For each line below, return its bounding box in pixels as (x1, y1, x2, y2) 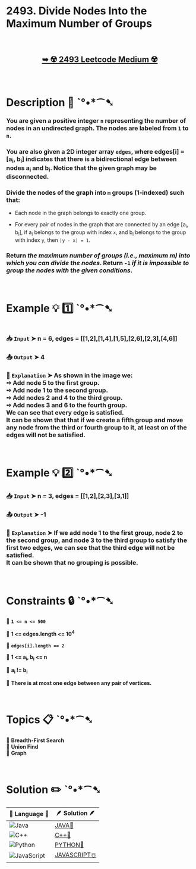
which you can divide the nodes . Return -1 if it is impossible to (6, 258, 189, 267)
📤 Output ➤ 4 (6, 353, 45, 361)
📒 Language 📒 (9, 810, 49, 818)
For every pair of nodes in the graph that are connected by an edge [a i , (14, 221, 189, 229)
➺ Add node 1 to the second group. (6, 386, 109, 394)
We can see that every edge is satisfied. (6, 408, 124, 416)
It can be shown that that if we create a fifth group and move (6, 416, 184, 424)
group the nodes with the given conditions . (6, 266, 133, 275)
